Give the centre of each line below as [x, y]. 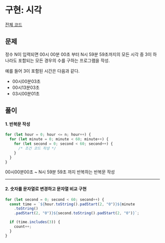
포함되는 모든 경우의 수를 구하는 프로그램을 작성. [64, 60]
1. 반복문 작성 [18, 124]
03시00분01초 [26, 93]
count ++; [23, 227]
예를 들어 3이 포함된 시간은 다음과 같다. [42, 71]
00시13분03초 [26, 87]
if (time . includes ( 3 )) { [35, 222]
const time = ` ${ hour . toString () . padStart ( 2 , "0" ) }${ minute [72, 204]
